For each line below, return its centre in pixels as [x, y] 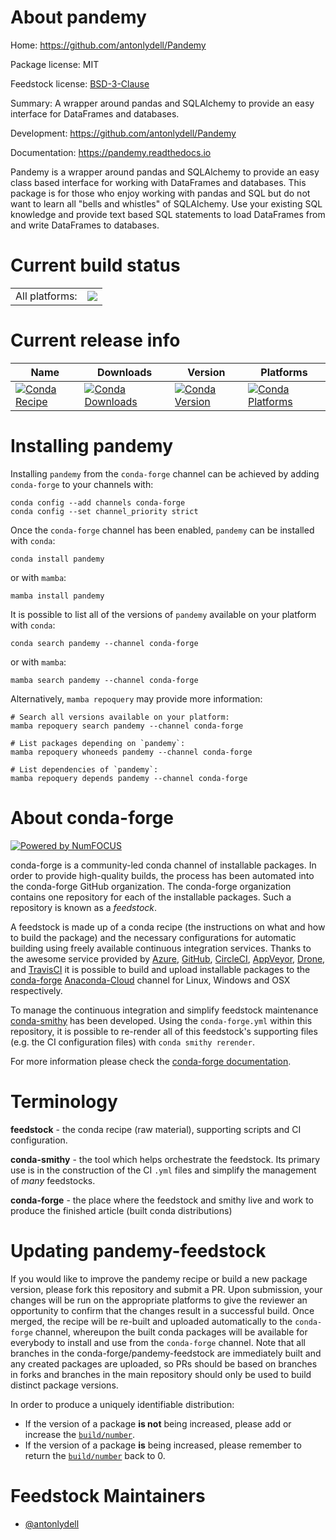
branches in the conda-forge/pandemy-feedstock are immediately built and [166, 1353]
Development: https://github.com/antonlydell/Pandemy [123, 133]
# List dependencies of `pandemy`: [84, 769]
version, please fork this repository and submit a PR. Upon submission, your [166, 1289]
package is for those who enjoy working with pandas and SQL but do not [160, 193]
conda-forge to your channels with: [82, 484]
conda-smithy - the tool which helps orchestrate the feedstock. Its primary [165, 1159]
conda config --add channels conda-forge [98, 502]
